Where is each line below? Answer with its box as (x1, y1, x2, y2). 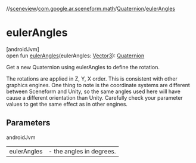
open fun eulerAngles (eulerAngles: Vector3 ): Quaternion (6, 52, 145, 59)
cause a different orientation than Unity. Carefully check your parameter (6, 94, 183, 101)
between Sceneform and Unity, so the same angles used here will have (6, 88, 181, 95)
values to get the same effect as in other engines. (6, 100, 128, 107)
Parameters (6, 118, 51, 128)
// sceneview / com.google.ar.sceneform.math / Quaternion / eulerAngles (6, 5, 176, 12)
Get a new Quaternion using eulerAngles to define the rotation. (6, 63, 160, 70)
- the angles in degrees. (48, 147, 116, 155)
